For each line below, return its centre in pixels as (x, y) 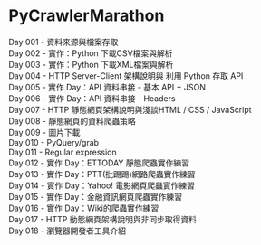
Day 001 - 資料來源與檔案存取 (63, 42)
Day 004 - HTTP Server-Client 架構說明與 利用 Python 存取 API (126, 75)
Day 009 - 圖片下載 (44, 132)
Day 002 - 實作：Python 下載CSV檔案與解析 (91, 53)
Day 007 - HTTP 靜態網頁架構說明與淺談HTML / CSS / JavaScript (130, 109)
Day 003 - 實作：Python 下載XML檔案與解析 (91, 64)
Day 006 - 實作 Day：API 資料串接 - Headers (92, 98)
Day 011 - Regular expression (63, 152)
